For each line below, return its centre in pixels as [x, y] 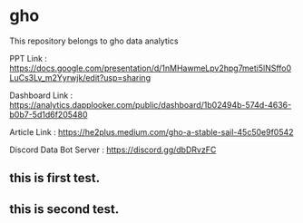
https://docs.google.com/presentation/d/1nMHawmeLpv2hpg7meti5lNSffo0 [151, 68]
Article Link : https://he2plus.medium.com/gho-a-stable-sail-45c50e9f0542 [151, 131]
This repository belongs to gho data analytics [94, 41]
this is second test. [64, 209]
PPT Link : [29, 58]
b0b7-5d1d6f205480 [49, 114]
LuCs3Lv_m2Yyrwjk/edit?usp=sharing [80, 77]
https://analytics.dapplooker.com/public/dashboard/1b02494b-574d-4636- [151, 104]
